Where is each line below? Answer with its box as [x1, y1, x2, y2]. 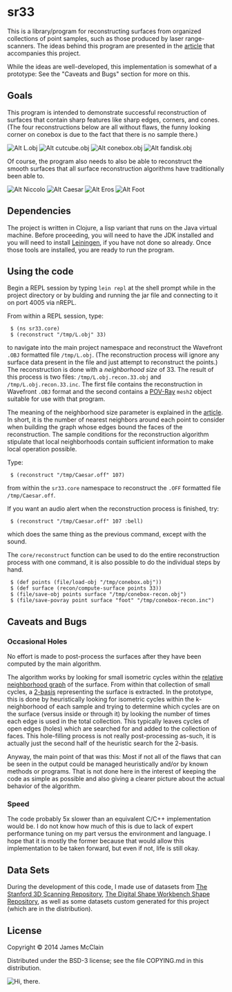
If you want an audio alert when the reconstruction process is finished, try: [7, 505, 220, 513]
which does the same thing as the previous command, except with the [7, 530, 207, 539]
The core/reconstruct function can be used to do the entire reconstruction [7, 551, 220, 559]
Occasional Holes [7, 637, 68, 646]
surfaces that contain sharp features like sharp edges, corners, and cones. [7, 115, 220, 124]
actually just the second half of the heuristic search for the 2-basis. [7, 739, 199, 747]
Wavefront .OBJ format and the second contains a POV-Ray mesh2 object [7, 388, 212, 396]
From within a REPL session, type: [7, 312, 104, 320]
